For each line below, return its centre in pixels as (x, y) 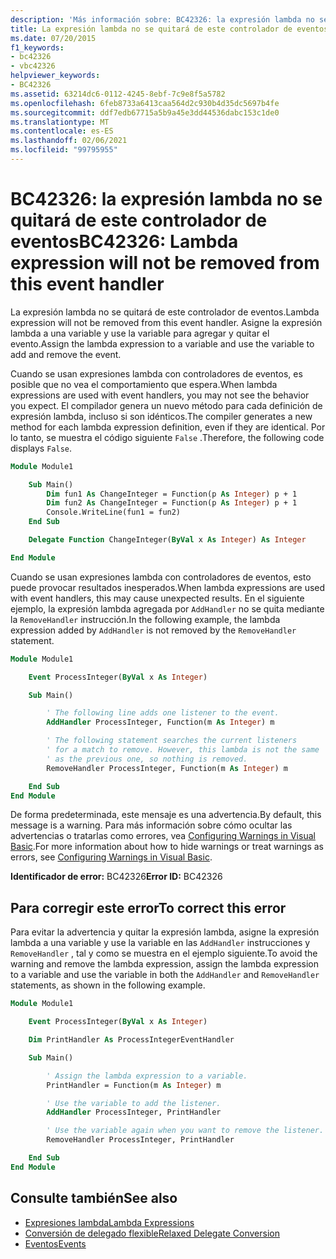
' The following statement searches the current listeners (172, 741)
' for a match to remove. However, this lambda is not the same (183, 750)
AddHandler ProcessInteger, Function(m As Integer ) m (160, 722)
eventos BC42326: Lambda (124, 242)
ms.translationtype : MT (60, 122)
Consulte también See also (94, 1198)
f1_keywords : (37, 47)
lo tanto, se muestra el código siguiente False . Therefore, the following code (167, 437)
